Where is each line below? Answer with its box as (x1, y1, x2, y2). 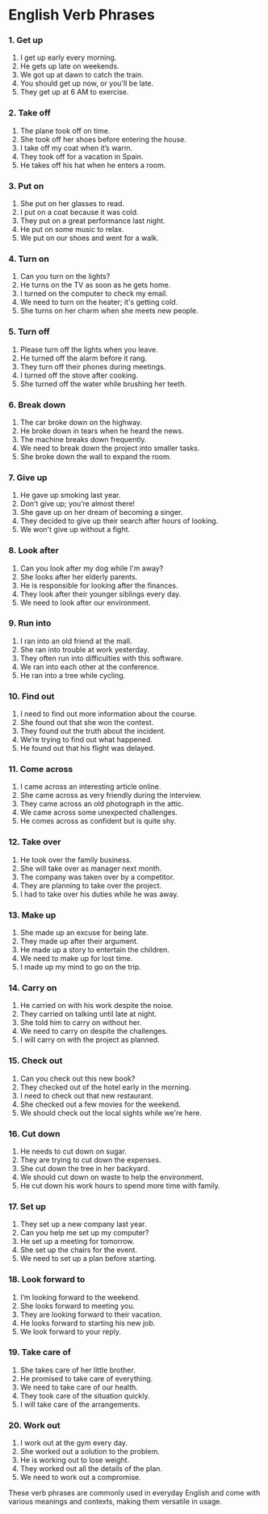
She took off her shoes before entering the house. (19, 134, 187, 144)
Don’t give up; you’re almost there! (19, 499, 136, 508)
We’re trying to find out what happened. (19, 735, 153, 744)
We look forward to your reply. (19, 1326, 121, 1336)
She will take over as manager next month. (19, 863, 162, 873)
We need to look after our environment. (19, 597, 151, 607)
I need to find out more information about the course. (19, 709, 197, 719)
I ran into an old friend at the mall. (19, 636, 132, 646)
